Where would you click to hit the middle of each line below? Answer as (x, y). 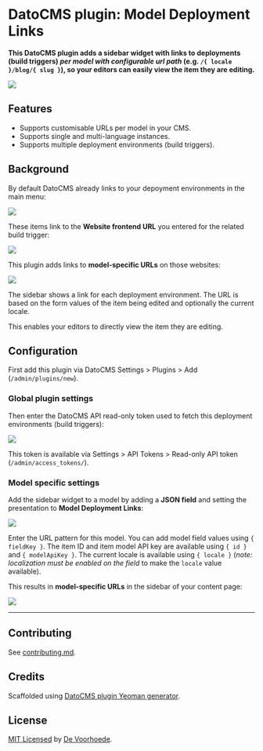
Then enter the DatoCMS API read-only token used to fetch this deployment (130, 416)
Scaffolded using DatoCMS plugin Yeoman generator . (94, 695)
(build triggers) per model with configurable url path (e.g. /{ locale (120, 61)
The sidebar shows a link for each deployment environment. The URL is (123, 294)
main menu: (27, 196)
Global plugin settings (51, 399)
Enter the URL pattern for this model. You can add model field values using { (131, 538)
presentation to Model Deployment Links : (76, 508)
